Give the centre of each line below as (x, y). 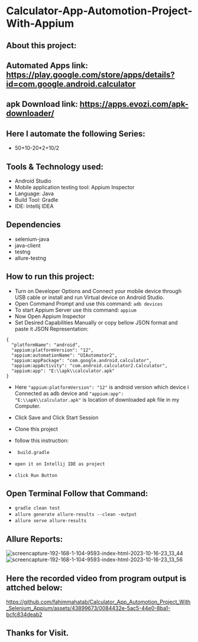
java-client (27, 245)
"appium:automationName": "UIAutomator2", (64, 355)
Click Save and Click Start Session (56, 417)
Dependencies (33, 225)
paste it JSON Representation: (51, 329)
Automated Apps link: (47, 66)
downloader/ (30, 114)
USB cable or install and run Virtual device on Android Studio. (89, 297)
